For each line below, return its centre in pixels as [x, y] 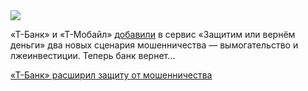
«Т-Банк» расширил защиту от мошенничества [111, 75]
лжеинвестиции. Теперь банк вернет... [93, 55]
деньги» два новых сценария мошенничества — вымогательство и [154, 45]
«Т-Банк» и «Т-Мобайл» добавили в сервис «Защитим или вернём [153, 34]
